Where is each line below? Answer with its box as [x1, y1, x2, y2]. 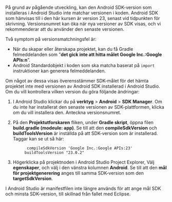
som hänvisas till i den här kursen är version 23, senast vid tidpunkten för [5, 15, 160, 21]
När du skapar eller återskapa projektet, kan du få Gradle [12, 46, 133, 52]
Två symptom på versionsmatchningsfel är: [5, 36, 97, 42]
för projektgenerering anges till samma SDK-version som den [12, 170, 144, 176]
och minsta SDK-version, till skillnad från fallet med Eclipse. [5, 191, 131, 197]
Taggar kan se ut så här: [12, 136, 64, 142]
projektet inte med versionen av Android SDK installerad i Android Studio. [5, 83, 160, 89]
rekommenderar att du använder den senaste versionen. [5, 26, 125, 32]
